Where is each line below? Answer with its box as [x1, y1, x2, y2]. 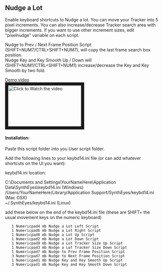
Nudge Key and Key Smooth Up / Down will [5, 57, 92, 63]
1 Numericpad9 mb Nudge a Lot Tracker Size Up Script [11, 241, 123, 246]
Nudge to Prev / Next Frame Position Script [5, 41, 91, 48]
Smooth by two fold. [5, 68, 46, 73]
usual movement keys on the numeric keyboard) [5, 215, 102, 221]
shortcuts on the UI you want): [5, 160, 66, 167]
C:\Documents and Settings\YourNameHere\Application [5, 179, 116, 185]
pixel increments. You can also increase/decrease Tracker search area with [5, 22, 156, 28]
